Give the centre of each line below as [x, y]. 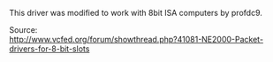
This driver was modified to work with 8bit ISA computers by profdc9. [136, 13]
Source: [23, 30]
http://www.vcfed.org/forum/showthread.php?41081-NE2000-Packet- [136, 39]
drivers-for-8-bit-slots [49, 49]
